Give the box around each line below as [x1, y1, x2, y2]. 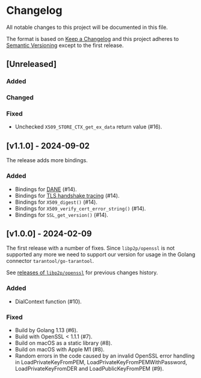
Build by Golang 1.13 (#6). [14, 326, 78, 333]
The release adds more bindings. [6, 157, 88, 164]
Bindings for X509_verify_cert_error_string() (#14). [14, 204, 146, 212]
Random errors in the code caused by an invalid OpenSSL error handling [14, 352, 195, 359]
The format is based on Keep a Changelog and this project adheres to [6, 35, 179, 42]
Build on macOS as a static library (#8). [14, 339, 113, 347]
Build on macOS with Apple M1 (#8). [14, 345, 105, 353]
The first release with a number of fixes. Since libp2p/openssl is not [6, 245, 175, 252]
